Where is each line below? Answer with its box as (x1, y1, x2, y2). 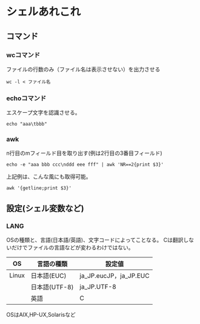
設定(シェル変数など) (6, 203, 84, 214)
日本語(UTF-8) (30, 283, 74, 291)
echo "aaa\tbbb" (6, 121, 47, 127)
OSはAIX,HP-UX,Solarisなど (6, 311, 76, 319)
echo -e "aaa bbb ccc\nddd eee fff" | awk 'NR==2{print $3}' (6, 161, 164, 168)
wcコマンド (6, 50, 41, 59)
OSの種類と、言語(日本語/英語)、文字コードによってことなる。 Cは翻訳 (6, 237, 184, 244)
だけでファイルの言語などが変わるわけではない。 (11, 244, 134, 251)
